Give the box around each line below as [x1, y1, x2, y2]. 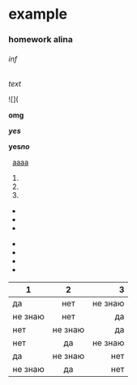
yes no [8, 142, 30, 152]
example [8, 5, 68, 24]
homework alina [8, 34, 73, 45]
